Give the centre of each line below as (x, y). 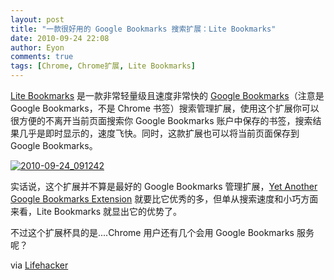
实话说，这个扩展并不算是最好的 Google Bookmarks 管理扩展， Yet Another (164, 186)
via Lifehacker (39, 265)
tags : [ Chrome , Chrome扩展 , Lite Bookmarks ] (103, 66)
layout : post (37, 19)
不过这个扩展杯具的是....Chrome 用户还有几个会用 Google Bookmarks (152, 232)
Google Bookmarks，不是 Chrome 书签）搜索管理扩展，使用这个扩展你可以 (165, 108)
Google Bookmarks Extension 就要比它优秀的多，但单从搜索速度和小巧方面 (164, 199)
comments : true (42, 57)
